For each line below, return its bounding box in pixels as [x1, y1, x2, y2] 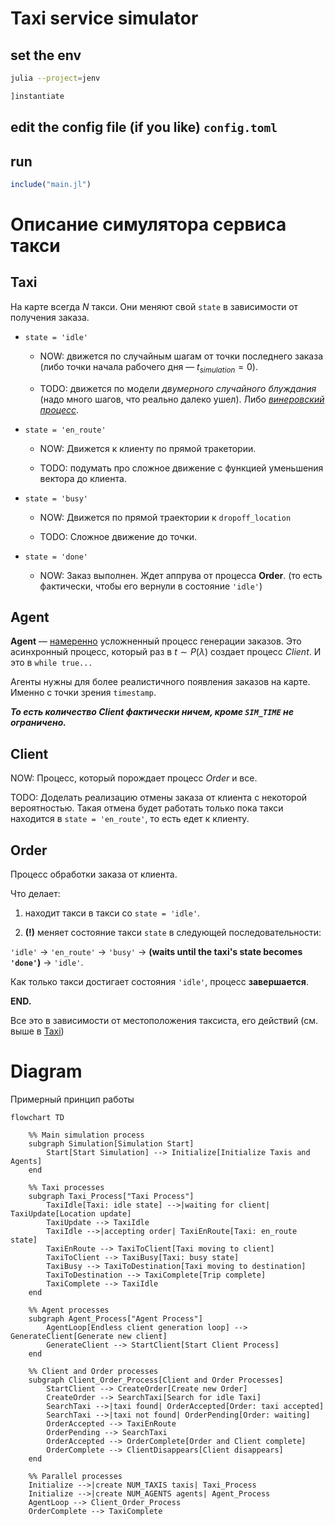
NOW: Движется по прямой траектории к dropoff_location [39, 511, 292, 523]
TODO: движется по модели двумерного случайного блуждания [39, 382, 317, 394]
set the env [10, 47, 82, 64]
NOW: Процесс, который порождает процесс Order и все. [10, 772, 258, 784]
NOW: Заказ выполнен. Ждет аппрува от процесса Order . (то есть [39, 569, 323, 581]
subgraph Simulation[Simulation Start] [28, 1139, 195, 1149]
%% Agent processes [28, 1305, 110, 1315]
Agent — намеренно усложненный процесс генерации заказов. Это [10, 635, 302, 647]
